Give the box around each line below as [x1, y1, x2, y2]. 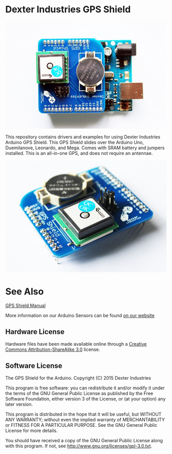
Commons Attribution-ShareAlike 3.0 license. [5, 346, 100, 352]
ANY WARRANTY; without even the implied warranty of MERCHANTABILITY [5, 417, 165, 423]
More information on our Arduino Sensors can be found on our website [5, 312, 155, 319]
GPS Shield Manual [5, 303, 46, 309]
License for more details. [5, 427, 58, 433]
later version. [5, 401, 33, 407]
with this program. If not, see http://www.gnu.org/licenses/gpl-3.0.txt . [5, 443, 153, 449]
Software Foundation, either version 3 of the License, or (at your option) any [5, 396, 166, 402]
